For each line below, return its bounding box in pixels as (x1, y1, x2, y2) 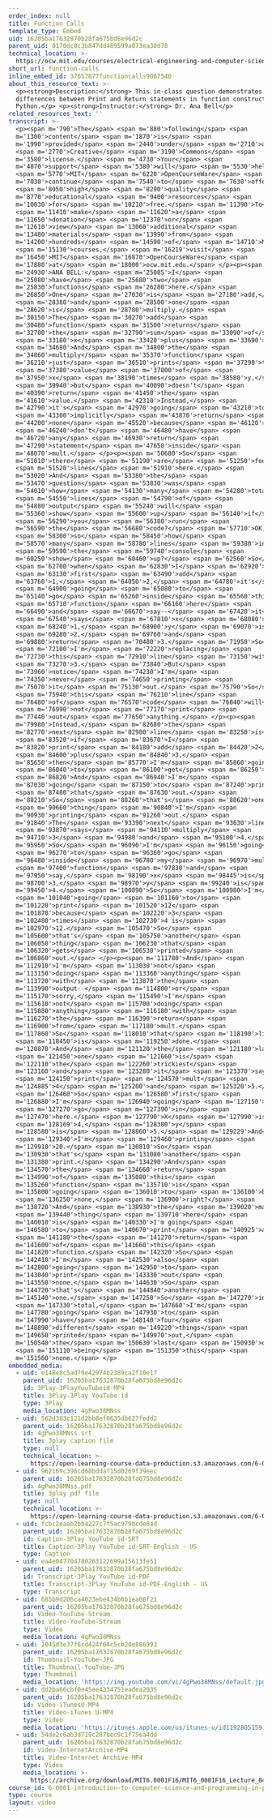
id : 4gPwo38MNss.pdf (23, 1482, 92, 1491)
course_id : (8, 1783, 45, 1792)
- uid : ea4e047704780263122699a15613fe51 (15, 1558, 158, 1566)
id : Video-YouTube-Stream (23, 1611, 111, 1619)
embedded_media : (8, 1362, 63, 1370)
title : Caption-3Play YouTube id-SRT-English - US (23, 1542, 198, 1551)
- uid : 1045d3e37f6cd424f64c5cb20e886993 (15, 1640, 158, 1649)
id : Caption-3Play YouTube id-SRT (23, 1534, 139, 1543)
